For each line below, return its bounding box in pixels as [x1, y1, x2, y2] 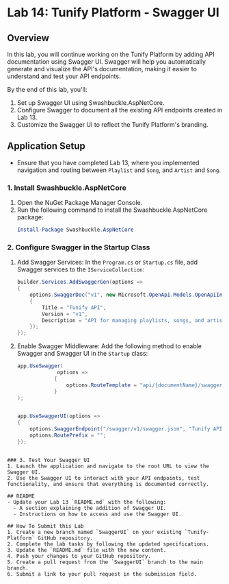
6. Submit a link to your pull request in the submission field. [7, 570, 197, 577]
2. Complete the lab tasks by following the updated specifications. [7, 540, 210, 548]
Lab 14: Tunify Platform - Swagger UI [7, 5, 220, 21]
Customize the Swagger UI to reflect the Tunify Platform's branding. [16, 121, 208, 128]
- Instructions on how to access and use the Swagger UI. [13, 511, 183, 518]
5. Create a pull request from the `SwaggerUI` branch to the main [7, 559, 204, 565]
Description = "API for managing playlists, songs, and [42, 317, 204, 324]
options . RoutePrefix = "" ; [29, 432, 107, 439]
